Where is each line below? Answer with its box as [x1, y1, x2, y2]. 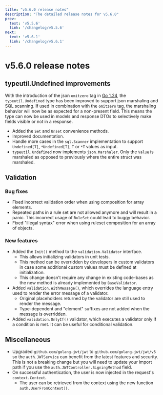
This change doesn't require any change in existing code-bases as [19, 275, 154, 280]
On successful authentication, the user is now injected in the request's [12, 369, 154, 375]
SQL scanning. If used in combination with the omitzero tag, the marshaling [5, 103, 156, 109]
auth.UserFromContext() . [19, 385, 69, 391]
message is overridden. [19, 311, 67, 317]
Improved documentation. [12, 133, 64, 139]
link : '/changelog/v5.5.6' [9, 25, 64, 30]
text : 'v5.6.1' [9, 35, 41, 40]
